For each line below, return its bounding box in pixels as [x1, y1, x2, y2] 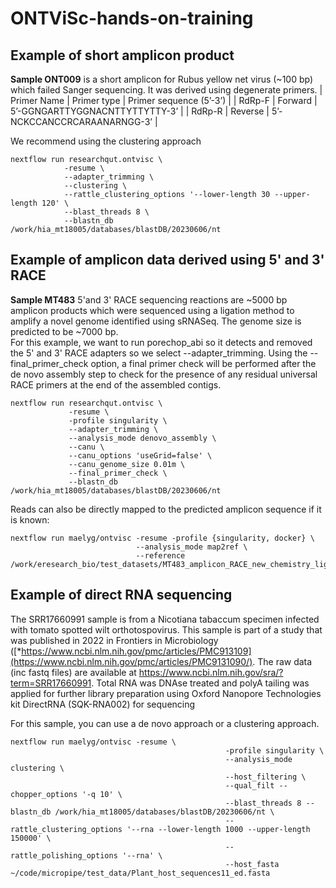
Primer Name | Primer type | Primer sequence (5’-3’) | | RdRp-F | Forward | [10, 95, 318, 106]
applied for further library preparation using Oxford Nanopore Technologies [10, 687, 322, 699]
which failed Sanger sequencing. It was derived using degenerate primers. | [10, 84, 323, 96]
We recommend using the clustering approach [10, 135, 202, 147]
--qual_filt [224, 780, 275, 791]
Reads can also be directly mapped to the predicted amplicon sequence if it [10, 503, 322, 515]
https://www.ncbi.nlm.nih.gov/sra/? [138, 666, 284, 678]
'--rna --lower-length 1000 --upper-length [126, 824, 311, 834]
